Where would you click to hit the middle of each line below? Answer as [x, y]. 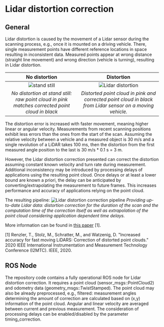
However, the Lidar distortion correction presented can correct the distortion [82, 159]
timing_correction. [23, 319]
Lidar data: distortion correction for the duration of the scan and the [90, 205]
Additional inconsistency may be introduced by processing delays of [74, 170]
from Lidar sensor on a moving [119, 105]
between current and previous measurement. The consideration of [72, 309]
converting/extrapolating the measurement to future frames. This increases [81, 185]
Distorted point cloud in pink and [119, 93]
